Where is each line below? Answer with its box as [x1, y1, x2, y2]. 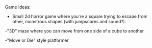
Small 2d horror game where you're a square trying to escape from [12, 14, 148, 19]
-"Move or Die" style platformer [5, 37, 69, 43]
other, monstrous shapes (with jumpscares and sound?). [12, 19, 127, 24]
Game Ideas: [5, 4, 31, 10]
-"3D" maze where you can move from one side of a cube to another [5, 28, 144, 33]
